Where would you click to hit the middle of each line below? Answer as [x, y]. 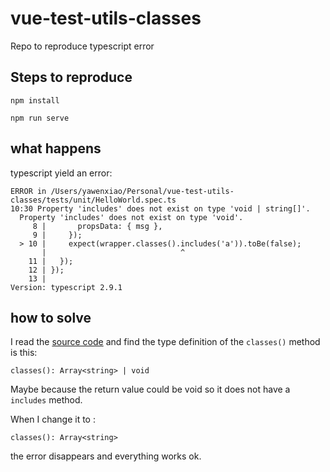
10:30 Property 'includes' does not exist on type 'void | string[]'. [160, 208]
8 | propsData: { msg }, [97, 226]
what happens [56, 148]
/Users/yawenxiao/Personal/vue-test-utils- [142, 191]
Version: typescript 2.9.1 [66, 287]
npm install [35, 100]
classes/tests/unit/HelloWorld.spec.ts [93, 200]
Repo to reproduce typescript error [82, 46]
